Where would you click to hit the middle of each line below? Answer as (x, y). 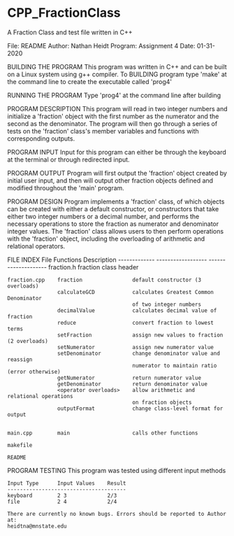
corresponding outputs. (41, 139)
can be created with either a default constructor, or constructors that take (113, 209)
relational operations (40, 396)
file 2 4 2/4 (62, 502)
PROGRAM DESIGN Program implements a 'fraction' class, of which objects (116, 202)
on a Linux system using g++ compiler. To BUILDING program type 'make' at (117, 74)
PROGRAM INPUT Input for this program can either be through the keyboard (117, 152)
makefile (20, 445)
